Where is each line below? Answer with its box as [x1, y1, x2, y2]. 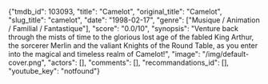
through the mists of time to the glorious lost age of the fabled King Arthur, [8, 32, 254, 42]
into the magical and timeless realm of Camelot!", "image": [8, 50, 201, 58]
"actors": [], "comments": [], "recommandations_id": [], [47, 58, 230, 67]
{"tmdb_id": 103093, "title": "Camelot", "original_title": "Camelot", [8, 7, 222, 16]
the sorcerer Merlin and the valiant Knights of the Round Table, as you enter [8, 41, 258, 50]
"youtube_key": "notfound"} [8, 66, 101, 75]
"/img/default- [202, 50, 250, 58]
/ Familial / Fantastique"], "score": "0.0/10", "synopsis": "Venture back [8, 24, 238, 33]
